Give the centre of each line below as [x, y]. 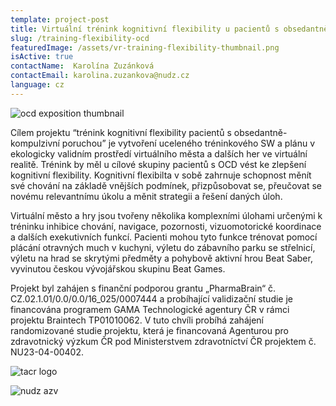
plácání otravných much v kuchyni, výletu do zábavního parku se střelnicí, [163, 247]
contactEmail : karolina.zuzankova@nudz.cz [100, 76]
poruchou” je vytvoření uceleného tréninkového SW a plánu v [188, 143]
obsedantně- [260, 132]
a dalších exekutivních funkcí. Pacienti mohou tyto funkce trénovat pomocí [164, 237]
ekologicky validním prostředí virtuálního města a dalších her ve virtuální [159, 153]
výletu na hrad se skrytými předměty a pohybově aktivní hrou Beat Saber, [161, 258]
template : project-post [60, 19]
